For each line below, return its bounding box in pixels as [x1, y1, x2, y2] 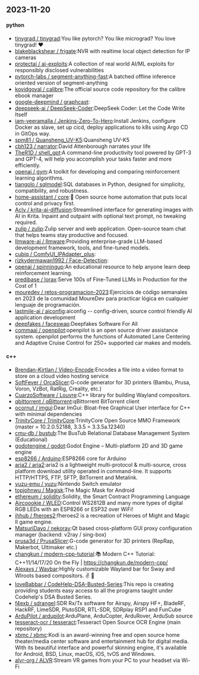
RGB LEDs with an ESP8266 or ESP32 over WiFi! [14, 506, 134, 513]
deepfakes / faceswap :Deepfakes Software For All [14, 320, 138, 327]
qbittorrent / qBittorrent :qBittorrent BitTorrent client [14, 397, 140, 405]
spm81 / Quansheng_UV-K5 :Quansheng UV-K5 [14, 136, 129, 143]
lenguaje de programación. [14, 301, 81, 308]
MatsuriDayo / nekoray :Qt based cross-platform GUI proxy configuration [14, 525, 192, 532]
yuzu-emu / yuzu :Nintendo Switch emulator [14, 480, 122, 487]
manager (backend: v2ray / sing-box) [14, 531, 107, 538]
